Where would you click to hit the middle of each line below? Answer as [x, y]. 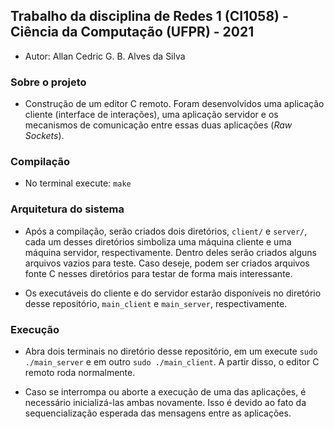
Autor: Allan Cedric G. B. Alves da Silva [105, 56]
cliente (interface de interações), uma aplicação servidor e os [151, 115]
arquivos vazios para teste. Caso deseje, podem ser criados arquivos [167, 263]
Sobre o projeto [48, 82]
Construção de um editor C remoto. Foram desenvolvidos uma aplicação [174, 104]
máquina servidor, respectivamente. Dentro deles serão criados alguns [170, 252]
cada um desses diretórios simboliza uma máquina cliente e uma [158, 241]
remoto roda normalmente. [80, 372]
